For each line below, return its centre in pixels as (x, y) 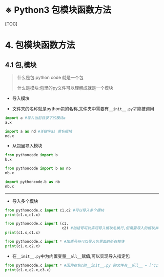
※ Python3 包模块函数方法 (58, 10)
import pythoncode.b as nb (32, 182)
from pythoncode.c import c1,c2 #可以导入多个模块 (55, 210)
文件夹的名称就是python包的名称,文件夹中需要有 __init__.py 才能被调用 (83, 109)
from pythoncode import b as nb (38, 169)
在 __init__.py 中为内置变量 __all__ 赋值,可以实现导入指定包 (71, 256)
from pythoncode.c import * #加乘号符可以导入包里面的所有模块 (65, 242)
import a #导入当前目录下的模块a (35, 118)
